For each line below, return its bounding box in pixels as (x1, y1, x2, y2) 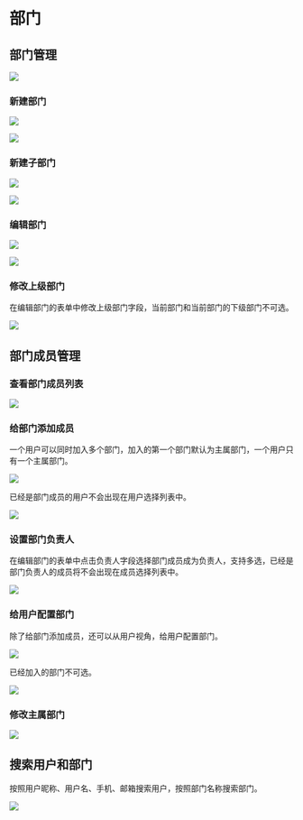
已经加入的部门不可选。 (9, 667, 96, 677)
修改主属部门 (9, 708, 66, 721)
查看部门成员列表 (9, 377, 84, 390)
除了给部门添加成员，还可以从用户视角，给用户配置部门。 (9, 631, 223, 641)
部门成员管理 (9, 348, 81, 364)
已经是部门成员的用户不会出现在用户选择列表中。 (9, 492, 191, 502)
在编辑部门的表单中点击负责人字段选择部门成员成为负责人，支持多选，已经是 (9, 556, 294, 567)
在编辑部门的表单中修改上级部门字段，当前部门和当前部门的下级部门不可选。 (9, 302, 294, 313)
